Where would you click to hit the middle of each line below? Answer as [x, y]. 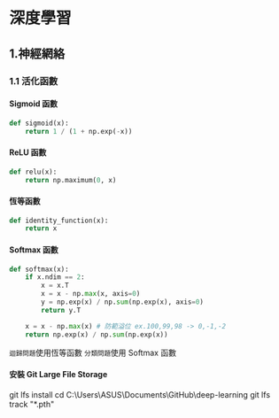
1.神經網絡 [37, 54]
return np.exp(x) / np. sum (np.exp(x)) [97, 334]
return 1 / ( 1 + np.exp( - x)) [79, 131]
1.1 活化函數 [34, 81]
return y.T [61, 310]
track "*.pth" [32, 404]
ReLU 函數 [28, 152]
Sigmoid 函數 [34, 104]
